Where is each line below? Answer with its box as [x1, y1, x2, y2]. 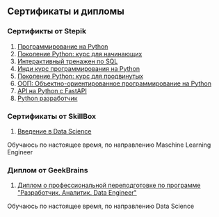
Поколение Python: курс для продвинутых [17, 72, 144, 80]
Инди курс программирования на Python [17, 64, 140, 72]
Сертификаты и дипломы [7, 6, 125, 17]
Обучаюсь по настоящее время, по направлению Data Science [7, 202, 195, 211]
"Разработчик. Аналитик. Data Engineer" [17, 188, 137, 197]
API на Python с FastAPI [17, 86, 87, 95]
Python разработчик [17, 94, 78, 102]
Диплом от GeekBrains [7, 165, 88, 175]
